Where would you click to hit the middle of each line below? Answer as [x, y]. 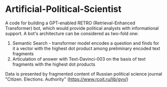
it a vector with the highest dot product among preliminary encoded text [86, 48]
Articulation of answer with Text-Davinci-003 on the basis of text [79, 59]
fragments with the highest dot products [54, 64]
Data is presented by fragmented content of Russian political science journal [84, 74]
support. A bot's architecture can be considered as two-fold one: [72, 33]
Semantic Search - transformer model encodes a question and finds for [86, 43]
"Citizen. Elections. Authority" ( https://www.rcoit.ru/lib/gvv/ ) [67, 79]
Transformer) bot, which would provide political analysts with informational [82, 28]
